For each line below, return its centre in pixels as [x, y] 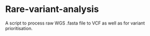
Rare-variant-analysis [52, 9]
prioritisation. [19, 28]
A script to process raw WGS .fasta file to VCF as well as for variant [75, 23]
